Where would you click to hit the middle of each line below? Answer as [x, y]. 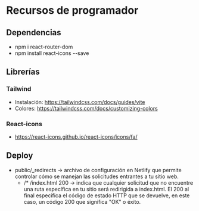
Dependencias [34, 33]
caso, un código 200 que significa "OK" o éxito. [82, 201]
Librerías [23, 72]
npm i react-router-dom [44, 47]
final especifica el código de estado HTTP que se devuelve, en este [107, 195]
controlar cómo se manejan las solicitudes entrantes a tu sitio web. [97, 176]
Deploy [20, 156]
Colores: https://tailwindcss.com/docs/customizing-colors [86, 108]
